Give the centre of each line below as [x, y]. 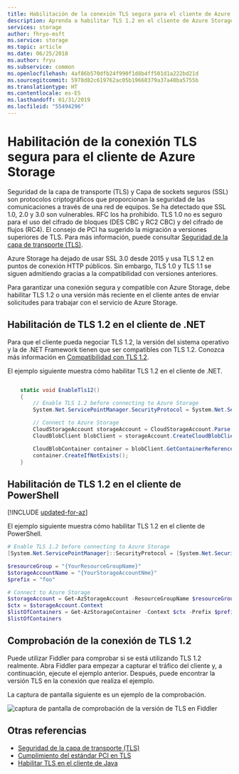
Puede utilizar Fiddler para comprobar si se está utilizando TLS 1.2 [104, 658]
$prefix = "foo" [31, 579]
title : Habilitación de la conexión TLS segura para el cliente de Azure [119, 14]
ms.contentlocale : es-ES [44, 93]
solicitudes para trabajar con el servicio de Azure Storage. [92, 302]
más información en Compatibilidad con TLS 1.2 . [78, 357]
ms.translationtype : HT [43, 87]
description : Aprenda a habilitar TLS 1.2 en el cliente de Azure [108, 21]
